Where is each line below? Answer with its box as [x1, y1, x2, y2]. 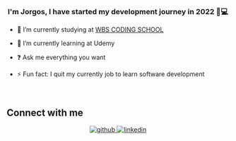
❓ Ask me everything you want [16, 53, 106, 62]
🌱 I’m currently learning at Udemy [16, 39, 115, 48]
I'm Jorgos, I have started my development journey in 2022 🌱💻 [7, 6, 229, 16]
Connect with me [6, 106, 84, 118]
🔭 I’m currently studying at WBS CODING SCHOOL [16, 25, 164, 34]
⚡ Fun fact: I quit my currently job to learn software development [16, 70, 205, 78]
